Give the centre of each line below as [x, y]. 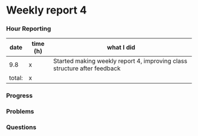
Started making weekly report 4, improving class [120, 61]
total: [16, 78]
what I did [121, 48]
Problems [20, 111]
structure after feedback [87, 68]
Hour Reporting [29, 29]
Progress [19, 96]
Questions [21, 127]
